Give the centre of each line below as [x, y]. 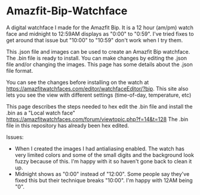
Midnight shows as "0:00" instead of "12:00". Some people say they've [102, 174]
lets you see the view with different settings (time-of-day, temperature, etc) [99, 95]
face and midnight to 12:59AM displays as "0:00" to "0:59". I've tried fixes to [100, 33]
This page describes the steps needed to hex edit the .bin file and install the [99, 106]
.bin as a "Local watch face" [41, 113]
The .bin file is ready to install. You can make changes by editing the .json [96, 58]
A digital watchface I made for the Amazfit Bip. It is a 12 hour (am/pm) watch [100, 27]
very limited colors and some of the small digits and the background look [104, 155]
